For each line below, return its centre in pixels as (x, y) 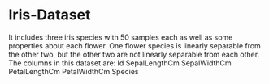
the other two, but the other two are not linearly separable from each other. (134, 54)
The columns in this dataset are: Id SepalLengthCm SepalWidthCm (120, 63)
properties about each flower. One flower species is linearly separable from (135, 45)
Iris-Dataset (50, 15)
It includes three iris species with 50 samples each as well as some (121, 37)
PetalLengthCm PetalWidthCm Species (74, 71)
